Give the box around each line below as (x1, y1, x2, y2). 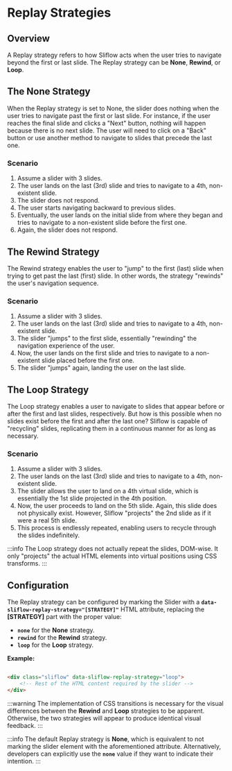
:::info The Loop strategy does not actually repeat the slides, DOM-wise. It (7, 545, 218, 553)
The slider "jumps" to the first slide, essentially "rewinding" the (17, 334, 197, 343)
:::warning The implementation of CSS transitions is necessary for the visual (7, 699, 224, 707)
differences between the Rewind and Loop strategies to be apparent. (7, 706, 205, 715)
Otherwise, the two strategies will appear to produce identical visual (7, 713, 202, 722)
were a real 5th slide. (17, 516, 78, 525)
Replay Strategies (7, 5, 111, 21)
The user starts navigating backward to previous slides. (17, 203, 176, 212)
